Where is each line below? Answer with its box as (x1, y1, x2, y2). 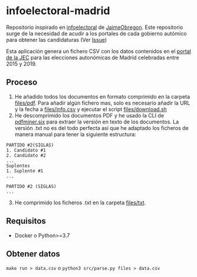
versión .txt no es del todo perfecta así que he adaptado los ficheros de (14, 124, 189, 131)
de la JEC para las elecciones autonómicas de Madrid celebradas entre (6, 54, 179, 61)
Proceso (6, 77, 38, 87)
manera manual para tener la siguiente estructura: (14, 131, 137, 138)
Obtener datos (6, 249, 61, 259)
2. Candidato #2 (6, 152, 46, 158)
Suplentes (6, 162, 31, 169)
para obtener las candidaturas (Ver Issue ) (6, 36, 107, 43)
